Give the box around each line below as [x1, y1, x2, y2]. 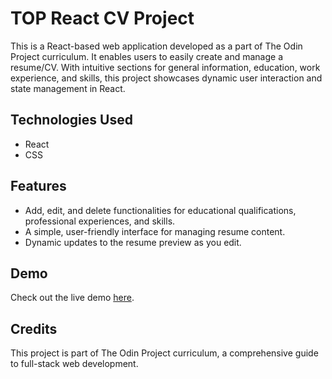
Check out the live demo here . [10, 292, 135, 304]
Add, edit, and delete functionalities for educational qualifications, [24, 204, 297, 216]
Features [10, 178, 67, 195]
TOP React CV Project [10, 7, 195, 30]
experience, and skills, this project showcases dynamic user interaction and [10, 72, 323, 84]
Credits [10, 320, 58, 337]
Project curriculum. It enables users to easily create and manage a [10, 50, 284, 62]
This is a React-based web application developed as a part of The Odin [10, 40, 303, 52]
